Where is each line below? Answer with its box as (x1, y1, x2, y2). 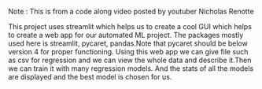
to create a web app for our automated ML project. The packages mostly (8, 31, 244, 39)
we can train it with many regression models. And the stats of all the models (8, 64, 254, 73)
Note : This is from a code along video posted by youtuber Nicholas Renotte (8, 7, 254, 16)
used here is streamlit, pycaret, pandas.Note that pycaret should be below (8, 39, 248, 48)
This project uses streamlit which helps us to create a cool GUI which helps (8, 22, 252, 31)
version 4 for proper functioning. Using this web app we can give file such (8, 47, 249, 56)
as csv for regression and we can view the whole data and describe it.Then (8, 55, 252, 65)
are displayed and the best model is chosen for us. (8, 72, 172, 81)
